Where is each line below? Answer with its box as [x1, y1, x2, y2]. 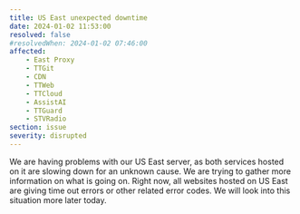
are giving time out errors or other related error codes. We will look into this [9, 185, 291, 196]
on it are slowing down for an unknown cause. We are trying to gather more [9, 165, 292, 177]
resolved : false [9, 30, 71, 39]
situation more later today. [9, 194, 107, 205]
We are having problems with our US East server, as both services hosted [9, 156, 285, 167]
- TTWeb [25, 81, 54, 90]
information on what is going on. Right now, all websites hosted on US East [9, 175, 288, 186]
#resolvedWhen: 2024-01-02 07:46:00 [9, 38, 148, 48]
